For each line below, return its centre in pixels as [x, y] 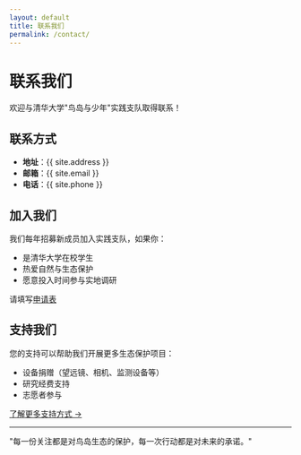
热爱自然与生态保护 [58, 269]
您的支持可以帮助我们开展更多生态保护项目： [92, 353]
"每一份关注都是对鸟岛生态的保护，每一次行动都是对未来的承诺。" [131, 441]
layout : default [39, 17]
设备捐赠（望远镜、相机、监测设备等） [93, 372]
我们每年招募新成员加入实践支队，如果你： [88, 238]
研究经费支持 [46, 383]
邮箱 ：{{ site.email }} [61, 173]
